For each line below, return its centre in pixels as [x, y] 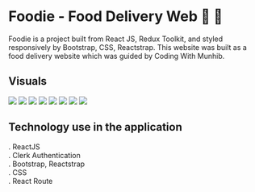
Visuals [27, 81]
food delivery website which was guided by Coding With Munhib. [117, 56]
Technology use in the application [96, 127]
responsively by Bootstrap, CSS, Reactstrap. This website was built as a [128, 47]
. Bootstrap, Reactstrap [47, 164]
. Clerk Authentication [44, 155]
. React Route [31, 181]
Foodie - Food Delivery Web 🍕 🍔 [116, 17]
